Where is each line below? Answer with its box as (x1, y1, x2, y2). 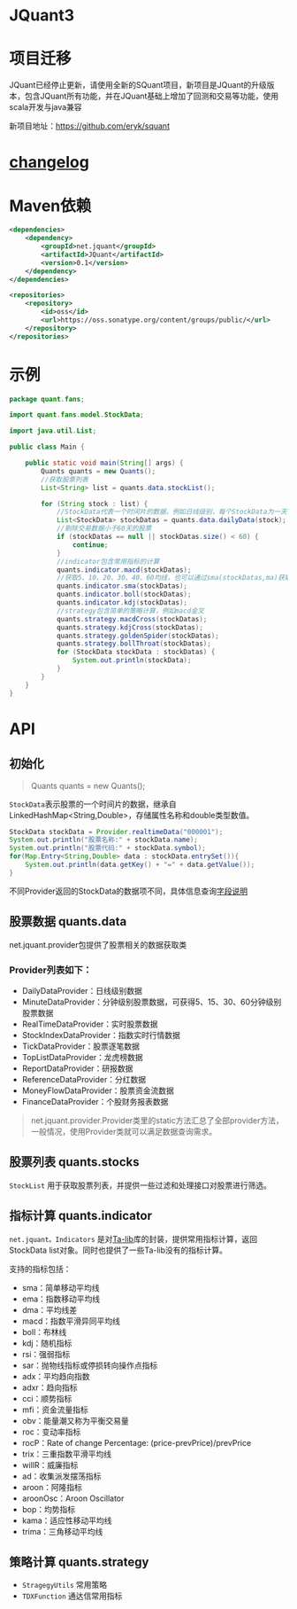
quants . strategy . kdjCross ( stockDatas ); (56, 622, 203, 632)
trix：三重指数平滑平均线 (21, 1449, 112, 1459)
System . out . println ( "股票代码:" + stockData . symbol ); (9, 844, 206, 853)
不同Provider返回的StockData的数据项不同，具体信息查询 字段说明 (9, 886, 248, 896)
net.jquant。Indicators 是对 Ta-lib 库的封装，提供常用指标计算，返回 (9, 1233, 258, 1244)
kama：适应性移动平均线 (21, 1515, 112, 1526)
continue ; (72, 540, 109, 550)
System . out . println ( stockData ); (72, 656, 192, 665)
